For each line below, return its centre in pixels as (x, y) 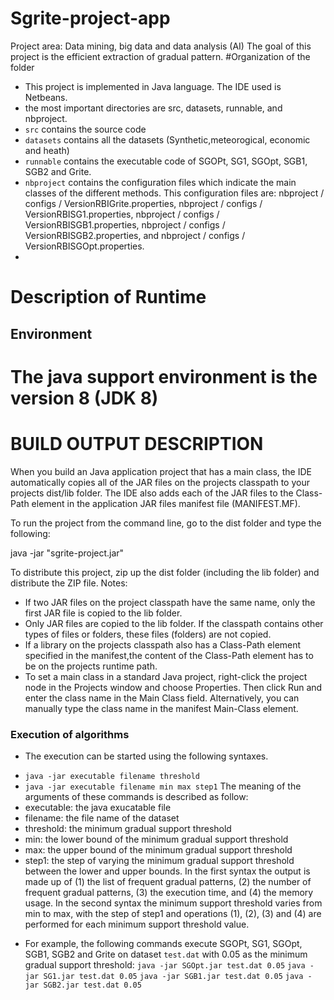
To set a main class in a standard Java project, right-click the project (166, 676)
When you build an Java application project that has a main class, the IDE (161, 471)
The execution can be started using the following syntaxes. (146, 756)
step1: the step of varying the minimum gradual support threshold (159, 860)
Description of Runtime (108, 297)
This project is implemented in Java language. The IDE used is (153, 86)
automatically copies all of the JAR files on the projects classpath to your (160, 482)
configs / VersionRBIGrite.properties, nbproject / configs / (143, 203)
